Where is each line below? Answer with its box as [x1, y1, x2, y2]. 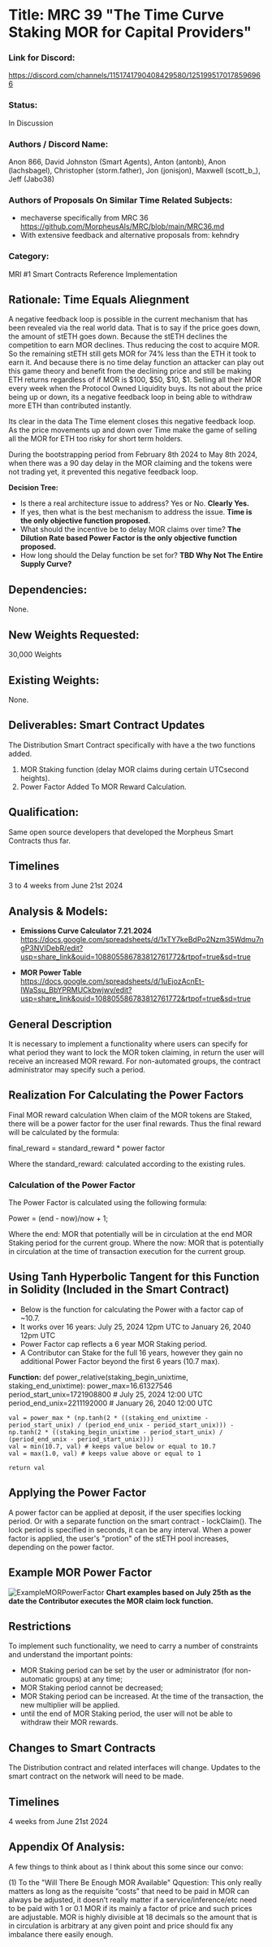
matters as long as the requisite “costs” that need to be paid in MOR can [8, 1886, 250, 1896]
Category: [8, 251, 50, 262]
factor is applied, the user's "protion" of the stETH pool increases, [8, 1533, 230, 1543]
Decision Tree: [8, 483, 58, 493]
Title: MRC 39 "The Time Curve [8, 6, 225, 24]
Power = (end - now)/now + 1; [8, 1213, 108, 1223]
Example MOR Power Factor [8, 1566, 153, 1580]
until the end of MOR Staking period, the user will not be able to [19, 1708, 233, 1719]
